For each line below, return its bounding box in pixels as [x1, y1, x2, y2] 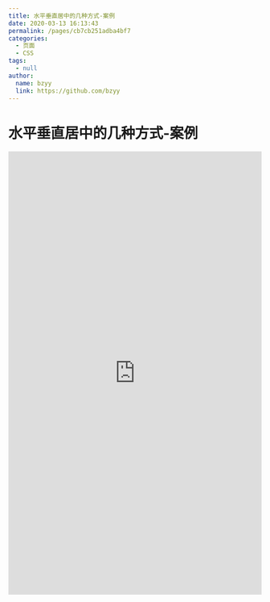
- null [15, 64, 38, 73]
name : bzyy [15, 79, 52, 87]
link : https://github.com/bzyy [15, 86, 121, 95]
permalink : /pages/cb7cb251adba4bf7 [8, 27, 131, 35]
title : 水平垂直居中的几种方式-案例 [8, 11, 115, 20]
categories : [8, 34, 48, 43]
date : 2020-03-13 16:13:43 [8, 19, 99, 27]
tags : [8, 57, 27, 65]
